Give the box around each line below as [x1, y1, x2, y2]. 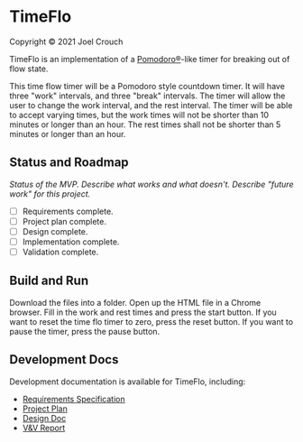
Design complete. [22, 226, 88, 236]
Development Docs [9, 352, 119, 367]
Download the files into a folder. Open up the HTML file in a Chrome [9, 297, 262, 308]
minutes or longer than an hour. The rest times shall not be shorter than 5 [9, 119, 281, 130]
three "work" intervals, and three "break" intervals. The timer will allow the [9, 90, 286, 101]
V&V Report [22, 422, 66, 433]
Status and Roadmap [9, 155, 129, 170]
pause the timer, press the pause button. [9, 326, 161, 336]
